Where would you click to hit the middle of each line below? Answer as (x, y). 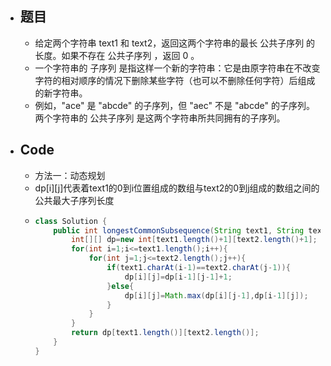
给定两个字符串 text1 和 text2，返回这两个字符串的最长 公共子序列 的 (175, 43)
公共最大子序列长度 (74, 200)
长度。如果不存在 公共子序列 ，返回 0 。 (117, 55)
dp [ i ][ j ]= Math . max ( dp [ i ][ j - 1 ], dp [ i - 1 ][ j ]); (216, 295)
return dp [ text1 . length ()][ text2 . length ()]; (165, 333)
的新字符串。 (61, 93)
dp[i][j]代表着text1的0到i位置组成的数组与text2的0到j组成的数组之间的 (177, 188)
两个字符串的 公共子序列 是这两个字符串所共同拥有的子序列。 (160, 118)
